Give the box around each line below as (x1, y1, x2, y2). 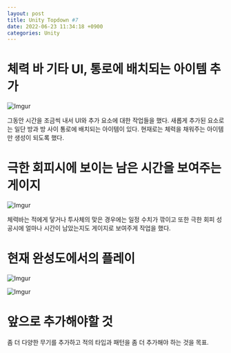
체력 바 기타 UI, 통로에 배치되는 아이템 (7, 62, 208, 77)
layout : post (7, 10, 45, 17)
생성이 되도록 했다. (14, 134, 64, 142)
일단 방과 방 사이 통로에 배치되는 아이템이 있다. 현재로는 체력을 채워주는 (14, 125, 205, 134)
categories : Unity (7, 29, 60, 37)
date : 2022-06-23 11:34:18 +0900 (7, 23, 103, 30)
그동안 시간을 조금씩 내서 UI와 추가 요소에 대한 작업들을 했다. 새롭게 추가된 (7, 116, 206, 125)
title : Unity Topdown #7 (7, 17, 79, 24)
